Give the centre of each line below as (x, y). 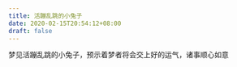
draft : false (30, 31)
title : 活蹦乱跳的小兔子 (45, 16)
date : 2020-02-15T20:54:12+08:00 (65, 23)
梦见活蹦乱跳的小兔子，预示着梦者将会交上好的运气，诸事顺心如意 (118, 55)
